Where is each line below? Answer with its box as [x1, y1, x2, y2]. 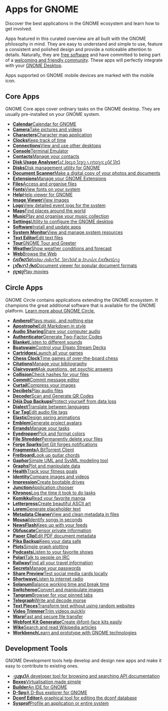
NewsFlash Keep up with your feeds [12, 522, 88, 528]
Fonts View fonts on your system [12, 186, 80, 192]
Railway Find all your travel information [12, 560, 93, 566]
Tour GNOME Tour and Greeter [12, 240, 76, 246]
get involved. [5, 25, 32, 31]
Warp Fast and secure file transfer [12, 613, 83, 619]
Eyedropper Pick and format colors [12, 430, 86, 437]
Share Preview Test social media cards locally [12, 570, 108, 576]
